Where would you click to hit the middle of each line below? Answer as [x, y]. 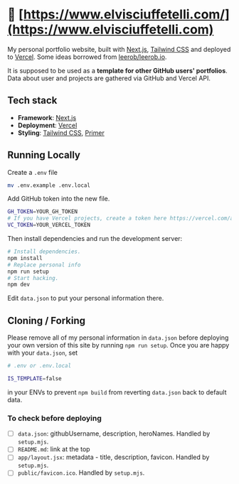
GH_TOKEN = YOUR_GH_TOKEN [43, 212]
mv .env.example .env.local [49, 185]
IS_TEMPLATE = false [34, 379]
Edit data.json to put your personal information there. [86, 299]
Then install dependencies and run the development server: [95, 239]
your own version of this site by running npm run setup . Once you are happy [118, 345]
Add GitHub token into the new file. [59, 199]
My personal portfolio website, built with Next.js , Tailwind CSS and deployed [119, 49]
